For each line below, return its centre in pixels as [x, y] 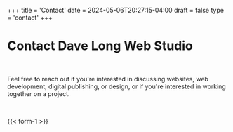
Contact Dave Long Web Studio [100, 46]
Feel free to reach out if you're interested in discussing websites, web [108, 79]
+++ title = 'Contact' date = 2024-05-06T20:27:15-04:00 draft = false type [116, 10]
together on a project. [39, 93]
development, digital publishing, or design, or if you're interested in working [116, 86]
